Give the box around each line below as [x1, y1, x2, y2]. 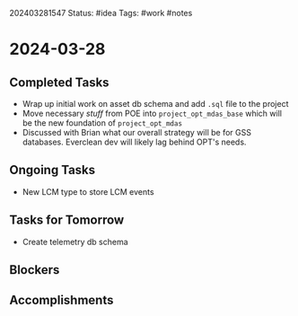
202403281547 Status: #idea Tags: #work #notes [9, 8, 193, 18]
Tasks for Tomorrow [9, 213, 125, 228]
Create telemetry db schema [22, 236, 128, 247]
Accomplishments [9, 293, 114, 308]
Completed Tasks [9, 75, 110, 90]
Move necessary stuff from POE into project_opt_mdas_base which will [22, 108, 283, 118]
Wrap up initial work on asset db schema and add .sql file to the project [22, 99, 289, 109]
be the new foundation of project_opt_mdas [22, 118, 182, 128]
